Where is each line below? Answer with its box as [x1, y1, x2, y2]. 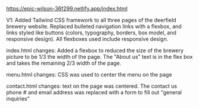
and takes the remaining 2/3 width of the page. [6, 59, 122, 66]
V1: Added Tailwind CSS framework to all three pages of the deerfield [6, 17, 177, 23]
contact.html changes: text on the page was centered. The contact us [6, 82, 178, 90]
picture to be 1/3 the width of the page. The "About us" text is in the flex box [6, 53, 193, 60]
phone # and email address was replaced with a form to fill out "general [6, 89, 182, 96]
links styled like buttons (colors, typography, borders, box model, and [6, 29, 177, 36]
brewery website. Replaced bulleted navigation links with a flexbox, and [6, 23, 182, 30]
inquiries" [6, 95, 30, 102]
